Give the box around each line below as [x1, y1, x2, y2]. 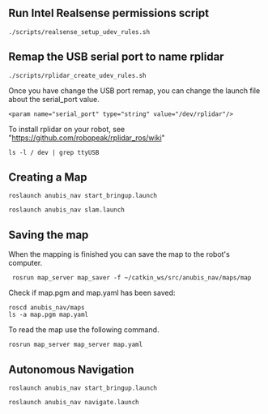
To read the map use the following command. [8, 325, 160, 335]
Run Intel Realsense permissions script [8, 6, 209, 20]
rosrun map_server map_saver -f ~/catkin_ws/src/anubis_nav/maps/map [11, 274, 252, 282]
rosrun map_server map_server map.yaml [8, 340, 143, 349]
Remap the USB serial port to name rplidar [8, 50, 224, 64]
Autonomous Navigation [8, 362, 134, 376]
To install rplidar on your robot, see [8, 124, 125, 134]
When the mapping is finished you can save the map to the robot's [8, 250, 231, 259]
